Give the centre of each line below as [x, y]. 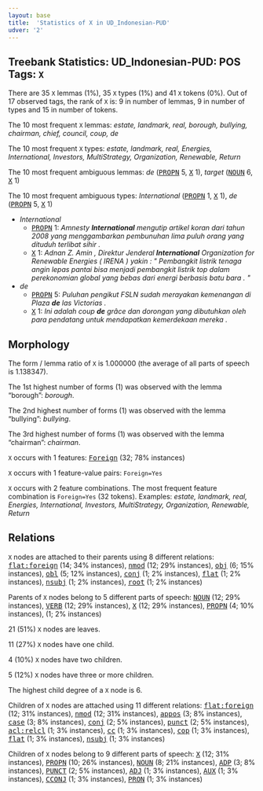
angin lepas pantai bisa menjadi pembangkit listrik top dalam [130, 270]
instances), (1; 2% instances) [55, 613]
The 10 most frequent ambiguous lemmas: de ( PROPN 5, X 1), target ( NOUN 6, [131, 172]
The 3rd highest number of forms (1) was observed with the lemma [117, 434]
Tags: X [26, 74]
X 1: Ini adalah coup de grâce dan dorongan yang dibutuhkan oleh [139, 311]
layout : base [29, 15]
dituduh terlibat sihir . [66, 245]
